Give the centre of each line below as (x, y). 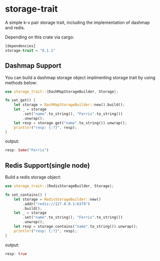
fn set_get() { (20, 100)
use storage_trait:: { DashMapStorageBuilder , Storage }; (62, 92)
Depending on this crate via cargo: (40, 37)
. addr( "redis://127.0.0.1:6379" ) (56, 204)
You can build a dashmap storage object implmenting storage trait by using (80, 77)
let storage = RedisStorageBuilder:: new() (57, 199)
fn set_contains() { (26, 195)
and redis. (15, 27)
